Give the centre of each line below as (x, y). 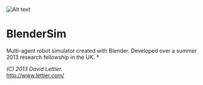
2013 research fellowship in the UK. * (53, 57)
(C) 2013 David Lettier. (34, 69)
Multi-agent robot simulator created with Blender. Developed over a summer (102, 50)
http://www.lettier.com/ (35, 75)
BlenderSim (36, 34)
